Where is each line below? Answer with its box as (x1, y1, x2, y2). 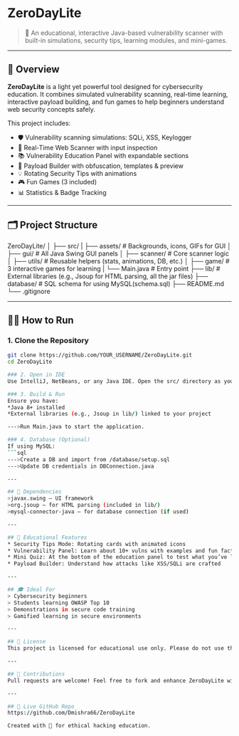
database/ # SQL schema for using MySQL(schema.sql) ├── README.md (7, 279, 224, 288)
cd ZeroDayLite (7, 358, 53, 366)
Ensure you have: (7, 397, 59, 404)
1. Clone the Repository (7, 335, 89, 345)
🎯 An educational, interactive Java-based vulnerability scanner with (24, 28, 223, 37)
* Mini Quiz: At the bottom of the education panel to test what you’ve (7, 554, 228, 561)
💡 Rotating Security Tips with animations (17, 169, 137, 177)
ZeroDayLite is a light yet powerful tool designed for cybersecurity (7, 82, 203, 90)
